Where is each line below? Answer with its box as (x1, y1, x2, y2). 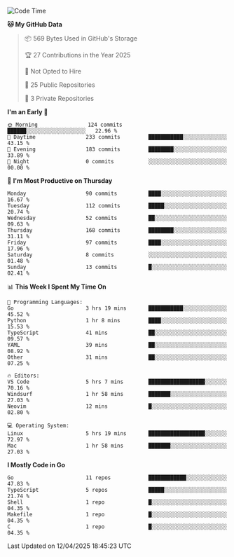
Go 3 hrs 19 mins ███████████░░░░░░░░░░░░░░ (7, 305, 228, 312)
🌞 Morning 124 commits (7, 121, 123, 128)
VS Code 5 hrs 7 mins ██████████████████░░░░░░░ (7, 378, 228, 385)
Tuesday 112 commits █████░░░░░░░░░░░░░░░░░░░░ (7, 202, 228, 209)
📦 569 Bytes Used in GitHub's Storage (24, 34, 138, 42)
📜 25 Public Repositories (24, 81, 96, 89)
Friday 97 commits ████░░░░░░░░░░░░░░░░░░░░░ (7, 239, 228, 246)
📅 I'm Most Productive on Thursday (7, 177, 113, 185)
